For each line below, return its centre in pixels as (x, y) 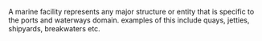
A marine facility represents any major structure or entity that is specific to (131, 12)
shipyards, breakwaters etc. (54, 29)
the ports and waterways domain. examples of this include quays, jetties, (129, 20)
